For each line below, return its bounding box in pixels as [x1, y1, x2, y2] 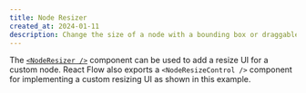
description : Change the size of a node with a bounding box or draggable [9, 30, 300, 39]
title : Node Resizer [9, 13, 88, 23]
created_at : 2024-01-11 [9, 22, 100, 31]
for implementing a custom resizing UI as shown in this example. [9, 74, 251, 85]
